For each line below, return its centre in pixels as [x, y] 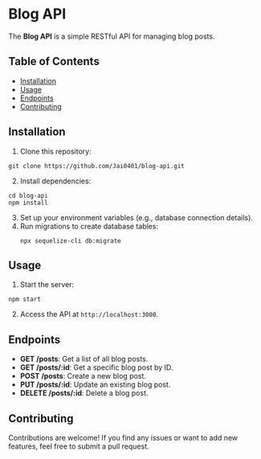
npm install [28, 203]
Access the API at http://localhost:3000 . [89, 314]
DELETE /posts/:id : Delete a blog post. [84, 393]
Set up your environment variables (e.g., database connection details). [136, 217]
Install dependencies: [55, 181]
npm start [25, 299]
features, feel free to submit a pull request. [79, 446]
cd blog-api [28, 195]
